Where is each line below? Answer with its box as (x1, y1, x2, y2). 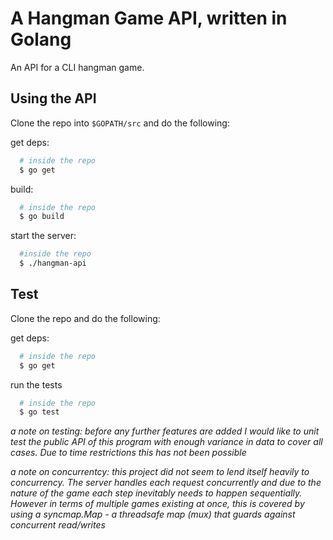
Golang (10, 28, 72, 51)
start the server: (10, 230, 77, 242)
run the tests (10, 378, 63, 391)
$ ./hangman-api (19, 258, 87, 269)
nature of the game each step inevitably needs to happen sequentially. (10, 487, 303, 499)
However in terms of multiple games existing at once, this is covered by (10, 498, 305, 510)
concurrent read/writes (10, 519, 106, 531)
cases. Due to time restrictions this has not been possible (10, 447, 247, 459)
